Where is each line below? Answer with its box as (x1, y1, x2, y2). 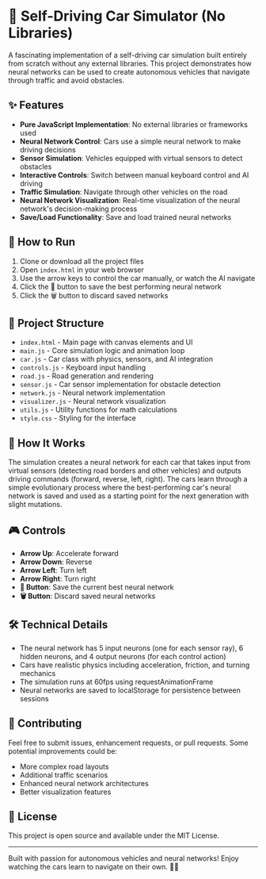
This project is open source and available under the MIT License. (8, 831, 220, 840)
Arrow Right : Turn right (19, 574, 97, 583)
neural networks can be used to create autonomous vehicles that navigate (8, 67, 250, 76)
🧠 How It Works (8, 436, 85, 450)
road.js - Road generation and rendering (19, 371, 154, 381)
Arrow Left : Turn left (19, 566, 87, 574)
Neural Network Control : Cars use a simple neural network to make (19, 136, 241, 146)
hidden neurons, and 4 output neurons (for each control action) (19, 651, 227, 661)
